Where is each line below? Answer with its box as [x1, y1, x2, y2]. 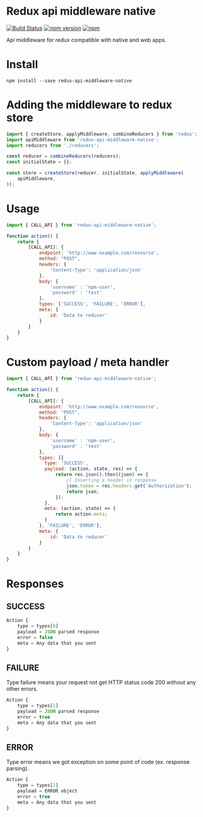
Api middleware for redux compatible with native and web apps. [6, 36, 166, 43]
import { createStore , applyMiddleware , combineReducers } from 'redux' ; [6, 131, 198, 137]
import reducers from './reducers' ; [6, 142, 99, 149]
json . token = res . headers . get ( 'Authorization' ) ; [66, 483, 192, 489]
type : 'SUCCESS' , [45, 460, 88, 467]
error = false [17, 634, 53, 640]
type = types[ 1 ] [17, 702, 59, 709]
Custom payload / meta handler [6, 355, 169, 369]
